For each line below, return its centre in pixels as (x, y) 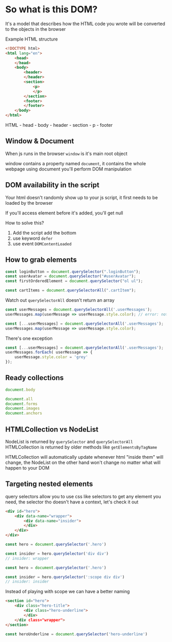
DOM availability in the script (52, 185)
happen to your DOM (27, 468)
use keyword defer (33, 238)
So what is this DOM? (51, 9)
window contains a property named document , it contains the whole (76, 163)
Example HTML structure (31, 39)
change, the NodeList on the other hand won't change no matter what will (83, 462)
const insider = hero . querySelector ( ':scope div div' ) (65, 577)
